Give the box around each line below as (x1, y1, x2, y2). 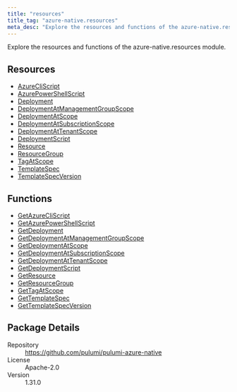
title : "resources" (7, 10, 65, 18)
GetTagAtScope (17, 287, 64, 295)
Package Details (7, 322, 80, 334)
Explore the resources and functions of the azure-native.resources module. (7, 43, 226, 52)
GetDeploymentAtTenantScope (17, 256, 108, 265)
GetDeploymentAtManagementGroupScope (17, 234, 145, 242)
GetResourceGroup (17, 279, 74, 287)
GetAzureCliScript (17, 211, 71, 220)
